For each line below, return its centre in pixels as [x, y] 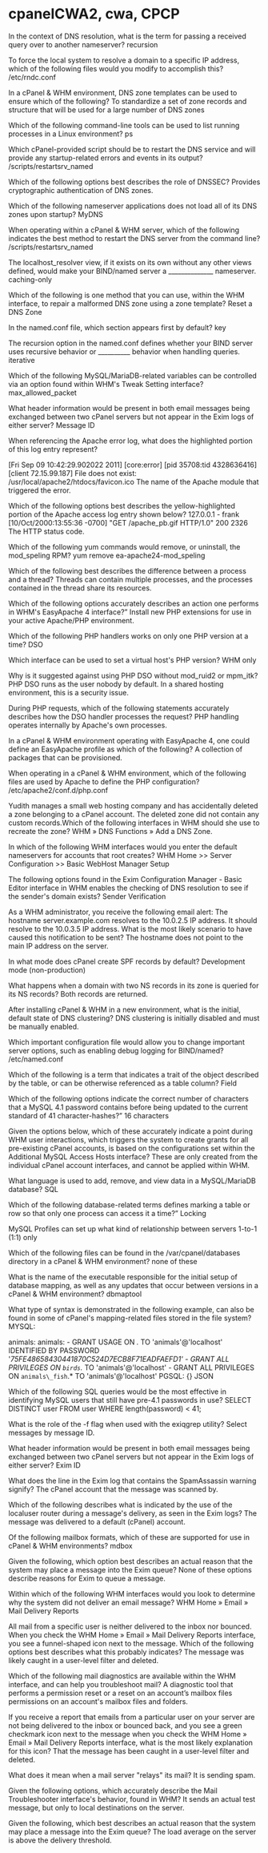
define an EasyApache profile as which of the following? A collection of [125, 749]
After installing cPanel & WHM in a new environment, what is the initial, [125, 1009]
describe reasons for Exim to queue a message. [87, 1578]
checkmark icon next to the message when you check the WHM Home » [128, 1734]
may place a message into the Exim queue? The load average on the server [132, 1831]
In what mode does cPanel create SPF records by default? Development [127, 961]
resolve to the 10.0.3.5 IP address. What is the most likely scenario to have [130, 929]
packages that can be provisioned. [65, 757]
